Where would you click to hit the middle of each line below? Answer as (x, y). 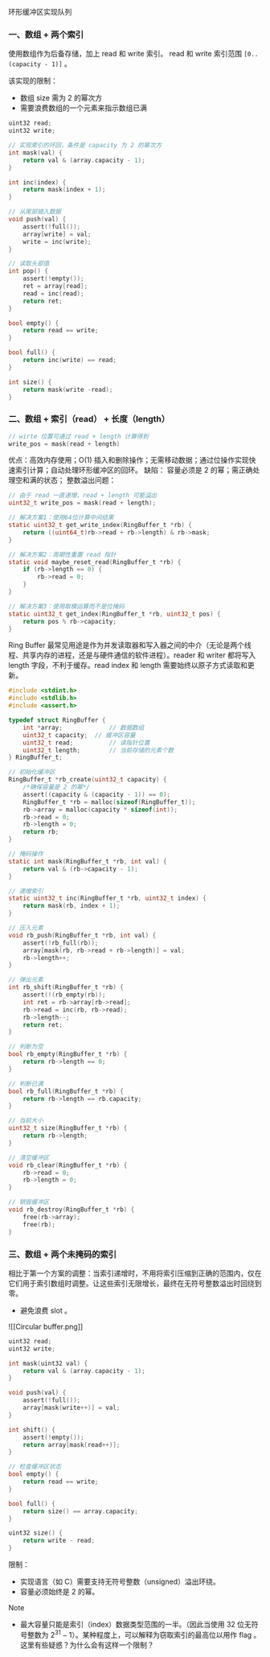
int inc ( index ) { (37, 182)
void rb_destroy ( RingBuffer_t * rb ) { (72, 1210)
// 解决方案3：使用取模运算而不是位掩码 (66, 606)
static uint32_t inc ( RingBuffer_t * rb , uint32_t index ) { (107, 899)
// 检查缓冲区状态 (35, 1467)
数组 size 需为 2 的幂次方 (61, 98)
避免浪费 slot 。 (46, 1310)
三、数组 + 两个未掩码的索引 (63, 1254)
